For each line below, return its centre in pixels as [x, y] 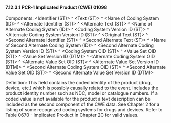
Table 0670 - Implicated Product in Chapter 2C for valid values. [72, 115]
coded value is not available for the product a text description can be [78, 99]
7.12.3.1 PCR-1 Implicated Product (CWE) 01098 [56, 7]
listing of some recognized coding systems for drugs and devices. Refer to [84, 110]
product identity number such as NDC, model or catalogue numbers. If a [81, 93]
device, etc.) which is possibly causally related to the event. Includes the [82, 88]
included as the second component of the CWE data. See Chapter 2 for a [82, 104]
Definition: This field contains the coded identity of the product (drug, [79, 83]
